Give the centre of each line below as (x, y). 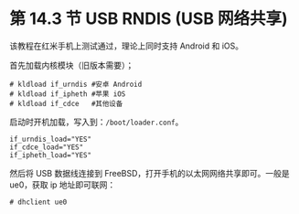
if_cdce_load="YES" (47, 147)
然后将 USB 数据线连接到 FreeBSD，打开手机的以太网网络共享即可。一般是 (149, 173)
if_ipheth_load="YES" (51, 155)
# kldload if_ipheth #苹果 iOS (68, 94)
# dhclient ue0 (38, 202)
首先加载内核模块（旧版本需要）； (72, 65)
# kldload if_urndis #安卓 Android (76, 84)
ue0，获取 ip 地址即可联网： (63, 185)
